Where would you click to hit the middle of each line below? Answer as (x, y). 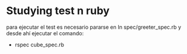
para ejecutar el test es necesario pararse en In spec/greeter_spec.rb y (94, 27)
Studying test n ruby (58, 11)
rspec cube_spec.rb (39, 45)
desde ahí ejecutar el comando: (45, 33)
